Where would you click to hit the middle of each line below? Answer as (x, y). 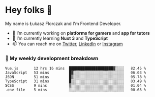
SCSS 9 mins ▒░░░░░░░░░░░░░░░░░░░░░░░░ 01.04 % (76, 86)
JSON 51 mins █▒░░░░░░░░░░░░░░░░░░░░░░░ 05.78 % (76, 77)
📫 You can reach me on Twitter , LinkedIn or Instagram (67, 44)
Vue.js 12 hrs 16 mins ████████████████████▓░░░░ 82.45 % (76, 69)
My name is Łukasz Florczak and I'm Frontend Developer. (63, 24)
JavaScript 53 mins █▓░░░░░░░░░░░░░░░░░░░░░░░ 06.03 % (76, 73)
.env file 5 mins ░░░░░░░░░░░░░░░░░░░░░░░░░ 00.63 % (76, 90)
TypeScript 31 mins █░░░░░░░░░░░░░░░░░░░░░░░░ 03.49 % (76, 81)
